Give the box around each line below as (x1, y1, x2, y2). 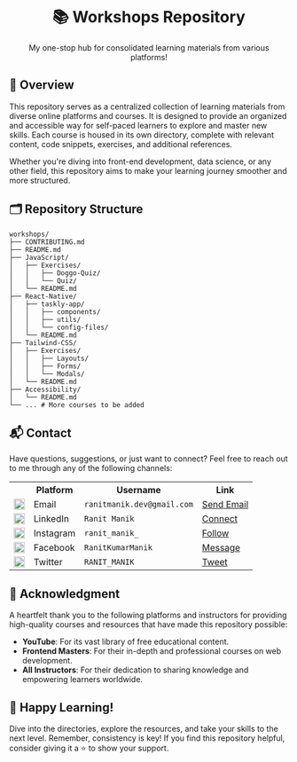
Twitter (34, 556, 63, 569)
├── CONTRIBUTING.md (9, 237, 86, 247)
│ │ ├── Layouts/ (9, 354, 90, 363)
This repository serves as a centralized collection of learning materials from (9, 101, 285, 112)
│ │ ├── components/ (9, 307, 101, 316)
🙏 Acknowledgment (9, 586, 121, 601)
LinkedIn (34, 513, 69, 525)
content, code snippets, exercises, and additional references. (9, 138, 233, 149)
